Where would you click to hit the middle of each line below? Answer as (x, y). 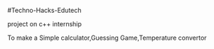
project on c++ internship (44, 24)
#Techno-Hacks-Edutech (44, 10)
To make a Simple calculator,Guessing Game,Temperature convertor (107, 38)
